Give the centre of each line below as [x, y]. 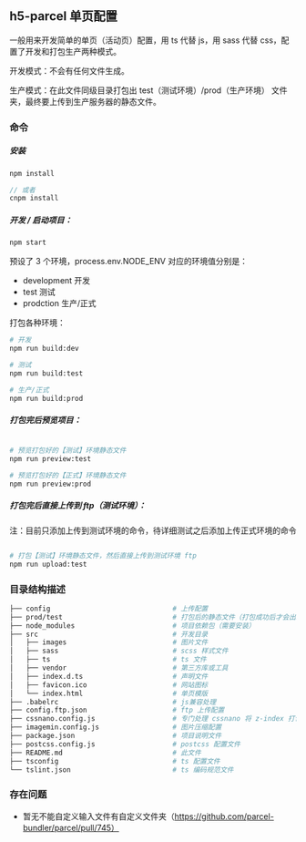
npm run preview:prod [51, 484]
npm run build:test [46, 373]
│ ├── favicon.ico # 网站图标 [109, 685]
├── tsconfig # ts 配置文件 [115, 761]
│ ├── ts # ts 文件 [108, 660]
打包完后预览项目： [46, 420]
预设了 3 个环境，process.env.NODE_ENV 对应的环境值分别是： [129, 262]
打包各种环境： [37, 323]
